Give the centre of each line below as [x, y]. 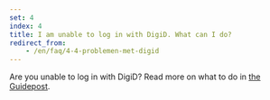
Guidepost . [30, 86]
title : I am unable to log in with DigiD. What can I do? [121, 34]
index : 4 [26, 26]
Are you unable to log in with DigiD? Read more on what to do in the [135, 77]
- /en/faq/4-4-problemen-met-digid [93, 51]
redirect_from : [38, 43]
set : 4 [22, 18]
